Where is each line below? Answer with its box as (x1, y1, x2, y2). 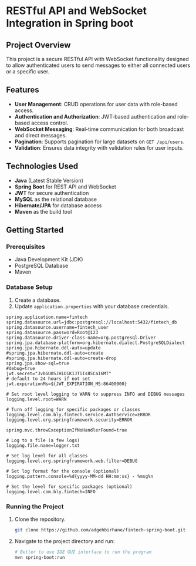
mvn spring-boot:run (14, 554, 65, 560)
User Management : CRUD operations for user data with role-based (14, 100, 178, 107)
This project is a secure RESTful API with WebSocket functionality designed (6, 56, 189, 62)
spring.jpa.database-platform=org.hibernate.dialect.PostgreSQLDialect (6, 339, 185, 346)
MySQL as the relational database (14, 196, 97, 203)
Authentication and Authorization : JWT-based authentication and (14, 113, 176, 120)
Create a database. (14, 297, 61, 304)
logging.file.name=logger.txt (6, 442, 80, 449)
